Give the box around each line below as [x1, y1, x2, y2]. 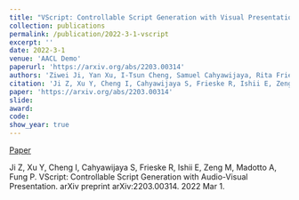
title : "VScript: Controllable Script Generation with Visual [9, 12, 245, 22]
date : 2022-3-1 [9, 46, 66, 55]
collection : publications [9, 21, 105, 30]
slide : [9, 95, 34, 105]
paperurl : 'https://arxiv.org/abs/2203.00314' [9, 63, 185, 72]
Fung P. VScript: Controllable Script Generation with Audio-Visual [9, 172, 248, 182]
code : [9, 112, 29, 121]
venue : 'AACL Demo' [9, 54, 82, 63]
